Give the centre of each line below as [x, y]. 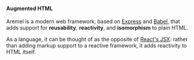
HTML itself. [21, 52]
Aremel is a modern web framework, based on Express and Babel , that [93, 21]
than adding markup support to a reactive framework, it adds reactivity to [97, 46]
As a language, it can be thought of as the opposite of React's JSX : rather [97, 39]
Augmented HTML [30, 8]
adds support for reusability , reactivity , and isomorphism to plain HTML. [97, 28]
